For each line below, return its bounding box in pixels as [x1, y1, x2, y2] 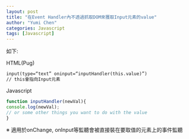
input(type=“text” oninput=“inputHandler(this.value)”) [6, 71, 147, 77]
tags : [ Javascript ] [6, 31, 55, 37]
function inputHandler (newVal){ [6, 98, 86, 104]
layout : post [6, 8, 39, 15]
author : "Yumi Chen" [6, 20, 58, 25]
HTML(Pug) [6, 60, 35, 67]
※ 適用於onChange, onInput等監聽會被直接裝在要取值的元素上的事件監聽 [6, 127, 183, 134]
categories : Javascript [6, 25, 65, 31]
